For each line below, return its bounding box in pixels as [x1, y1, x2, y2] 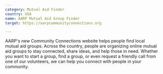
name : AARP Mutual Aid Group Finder [5, 16, 80, 21]
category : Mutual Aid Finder [5, 7, 65, 12]
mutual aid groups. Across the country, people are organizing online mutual [5, 43, 157, 49]
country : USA [5, 12, 32, 16]
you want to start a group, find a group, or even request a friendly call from [5, 54, 156, 59]
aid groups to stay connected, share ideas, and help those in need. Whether [5, 48, 158, 54]
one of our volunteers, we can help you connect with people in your [5, 59, 142, 64]
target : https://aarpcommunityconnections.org [5, 20, 102, 26]
